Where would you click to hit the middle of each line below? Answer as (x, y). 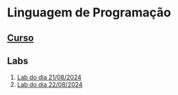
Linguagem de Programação (89, 13)
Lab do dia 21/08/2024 (49, 77)
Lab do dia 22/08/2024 (50, 85)
